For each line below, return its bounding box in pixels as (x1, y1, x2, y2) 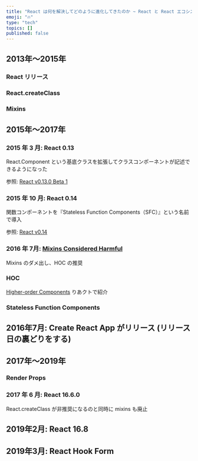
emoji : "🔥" (6, 14, 34, 20)
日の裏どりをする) (6, 334, 71, 344)
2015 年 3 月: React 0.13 (6, 144, 75, 152)
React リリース (6, 73, 49, 81)
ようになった (16, 165, 48, 173)
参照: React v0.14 (6, 228, 48, 236)
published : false (6, 31, 49, 37)
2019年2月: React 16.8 (6, 424, 88, 435)
